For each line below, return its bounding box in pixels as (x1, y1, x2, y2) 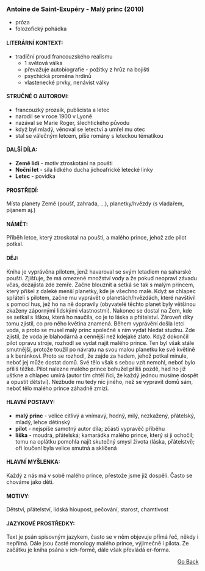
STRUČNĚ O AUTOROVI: (6, 93, 69, 100)
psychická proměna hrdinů (24, 72, 92, 79)
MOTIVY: (6, 492, 31, 500)
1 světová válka (24, 59, 63, 66)
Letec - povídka (15, 172, 56, 180)
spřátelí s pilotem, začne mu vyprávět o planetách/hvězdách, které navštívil (6, 294, 196, 301)
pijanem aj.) (6, 207, 36, 214)
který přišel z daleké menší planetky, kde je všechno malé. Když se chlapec (6, 287, 196, 294)
